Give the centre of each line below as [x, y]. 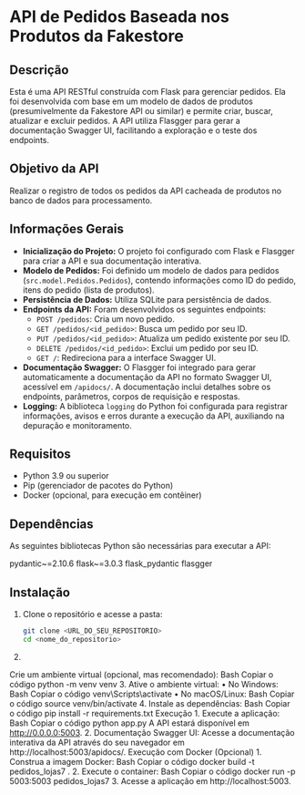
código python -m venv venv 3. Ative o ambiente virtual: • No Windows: [144, 684]
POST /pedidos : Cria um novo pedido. [105, 319]
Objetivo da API [54, 169]
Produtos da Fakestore [97, 36]
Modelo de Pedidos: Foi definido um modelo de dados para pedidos [151, 270]
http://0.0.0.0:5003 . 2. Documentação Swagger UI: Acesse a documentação [152, 732]
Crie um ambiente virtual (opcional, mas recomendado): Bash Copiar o [142, 674]
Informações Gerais [67, 229]
